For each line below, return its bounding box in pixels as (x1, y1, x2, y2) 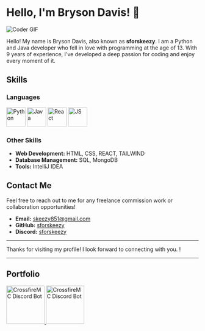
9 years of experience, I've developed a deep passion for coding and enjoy (6, 50, 195, 57)
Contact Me (6, 180, 52, 191)
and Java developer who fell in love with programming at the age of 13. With (6, 44, 197, 51)
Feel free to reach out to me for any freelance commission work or (6, 197, 173, 204)
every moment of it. (6, 57, 56, 64)
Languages (6, 93, 41, 101)
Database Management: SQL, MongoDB (15, 156, 118, 164)
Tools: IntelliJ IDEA (15, 162, 63, 170)
